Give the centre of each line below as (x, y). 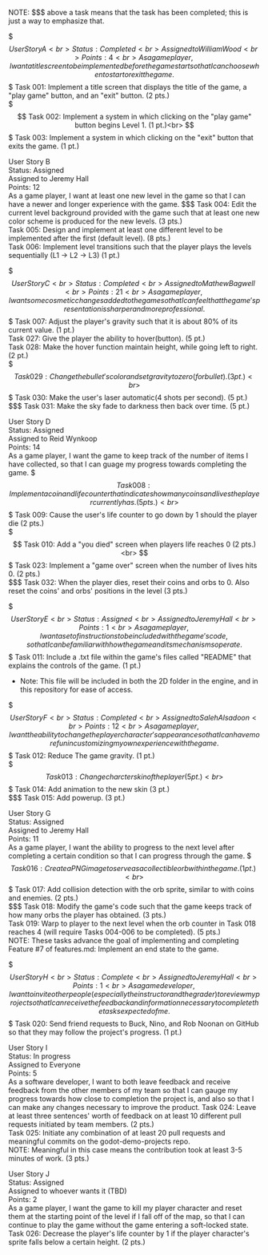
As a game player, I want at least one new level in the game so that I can (127, 196)
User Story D (30, 422)
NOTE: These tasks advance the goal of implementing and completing (124, 940)
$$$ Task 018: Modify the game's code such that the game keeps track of (130, 906)
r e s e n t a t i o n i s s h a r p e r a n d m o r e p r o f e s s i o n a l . (134, 309)
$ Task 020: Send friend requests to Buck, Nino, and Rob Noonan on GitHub (134, 1023)
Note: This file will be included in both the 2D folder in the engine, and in (139, 681)
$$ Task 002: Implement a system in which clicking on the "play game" (134, 117)
